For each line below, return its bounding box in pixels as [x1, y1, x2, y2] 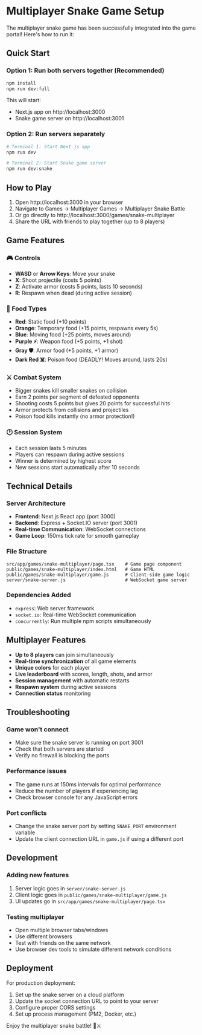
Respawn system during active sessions [14, 683, 116, 690]
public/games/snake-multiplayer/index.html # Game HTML [6, 566, 155, 572]
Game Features [6, 235, 65, 246]
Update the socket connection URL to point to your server [14, 997, 159, 1005]
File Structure [6, 547, 47, 556]
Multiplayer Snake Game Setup [6, 4, 165, 18]
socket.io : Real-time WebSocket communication [14, 611, 137, 618]
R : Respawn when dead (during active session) [14, 289, 133, 296]
